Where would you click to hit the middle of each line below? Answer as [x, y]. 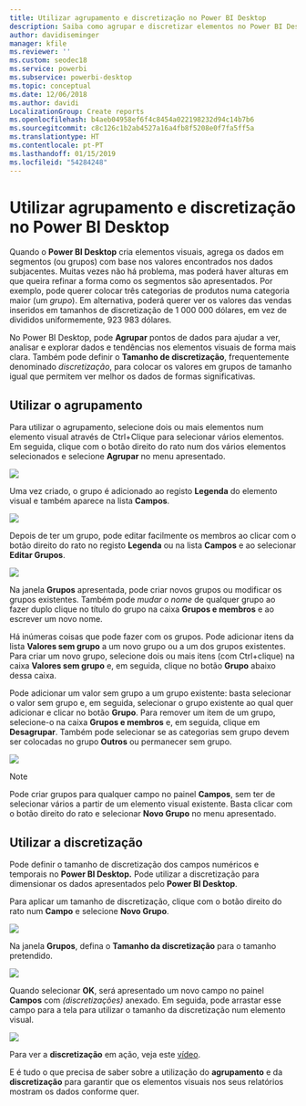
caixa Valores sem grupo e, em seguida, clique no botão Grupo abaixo [143, 666]
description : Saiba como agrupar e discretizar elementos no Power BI [146, 26]
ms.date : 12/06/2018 [49, 94]
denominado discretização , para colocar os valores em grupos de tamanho [151, 367]
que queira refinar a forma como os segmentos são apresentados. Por [141, 281]
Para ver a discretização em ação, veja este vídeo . [105, 1055]
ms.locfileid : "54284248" [58, 162]
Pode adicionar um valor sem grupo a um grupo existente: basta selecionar [150, 693]
